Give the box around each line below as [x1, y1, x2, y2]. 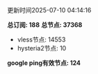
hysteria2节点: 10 [17, 44, 67, 52]
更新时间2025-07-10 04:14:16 [7, 6, 92, 14]
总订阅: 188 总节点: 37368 [7, 21, 83, 29]
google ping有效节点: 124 [7, 59, 81, 67]
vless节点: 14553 [17, 35, 66, 44]
